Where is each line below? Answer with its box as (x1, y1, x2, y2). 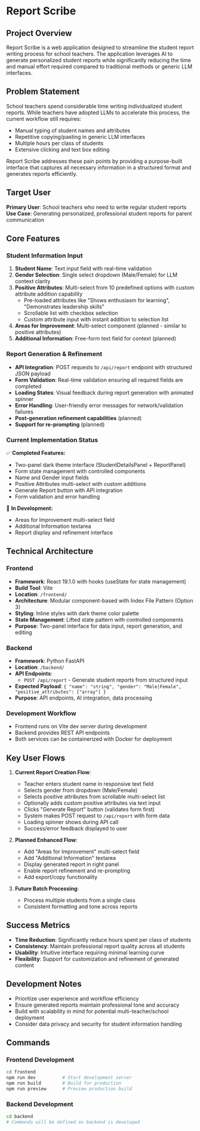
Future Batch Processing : (14, 885, 79, 892)
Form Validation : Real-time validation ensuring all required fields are (14, 376, 183, 384)
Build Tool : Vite (14, 584, 53, 591)
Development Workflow (6, 709, 76, 717)
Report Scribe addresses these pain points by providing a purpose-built (6, 157, 183, 165)
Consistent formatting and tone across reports (23, 903, 138, 910)
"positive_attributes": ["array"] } (14, 689, 106, 695)
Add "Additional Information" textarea (23, 855, 116, 861)
